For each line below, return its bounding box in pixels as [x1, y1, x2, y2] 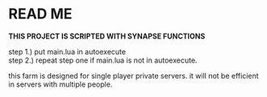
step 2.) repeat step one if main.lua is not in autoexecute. [8, 55, 198, 65]
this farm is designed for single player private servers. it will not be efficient [8, 71, 260, 80]
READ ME [8, 5, 73, 23]
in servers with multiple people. [8, 79, 113, 89]
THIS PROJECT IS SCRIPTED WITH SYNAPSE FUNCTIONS [8, 31, 206, 41]
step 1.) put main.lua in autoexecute [8, 46, 127, 56]
